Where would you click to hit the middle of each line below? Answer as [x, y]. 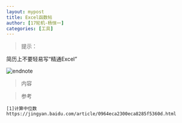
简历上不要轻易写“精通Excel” [42, 59]
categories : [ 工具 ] [30, 28]
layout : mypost [25, 12]
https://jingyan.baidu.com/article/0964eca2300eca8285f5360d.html [91, 114]
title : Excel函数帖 [29, 17]
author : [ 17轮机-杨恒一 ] [35, 23]
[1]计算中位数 [22, 109]
